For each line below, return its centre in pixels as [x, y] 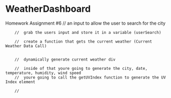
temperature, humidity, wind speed [43, 73]
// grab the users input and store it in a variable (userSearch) [88, 32]
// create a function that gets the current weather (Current [83, 42]
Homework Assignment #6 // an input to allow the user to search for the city [85, 23]
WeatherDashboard [48, 9]
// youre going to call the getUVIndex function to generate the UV [90, 77]
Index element [20, 82]
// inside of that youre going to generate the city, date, [81, 68]
